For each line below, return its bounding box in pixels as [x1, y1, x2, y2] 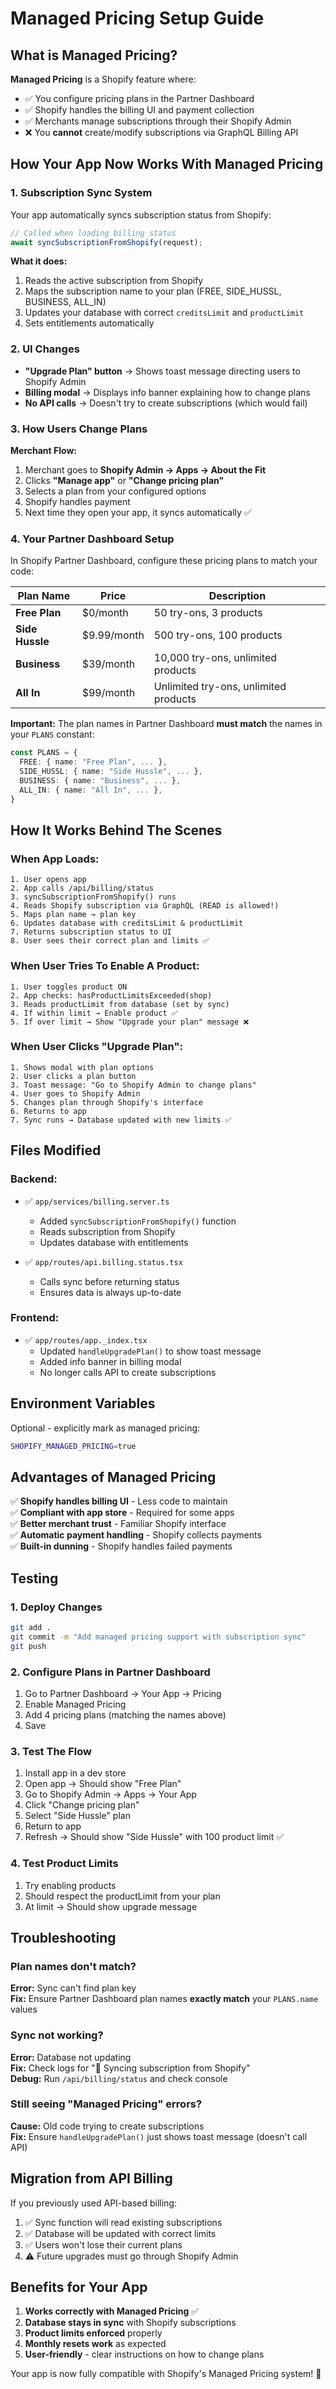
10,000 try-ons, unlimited [153, 651, 278, 665]
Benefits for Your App [10, 2279, 148, 2296]
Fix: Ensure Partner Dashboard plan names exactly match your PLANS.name [10, 1993, 319, 2005]
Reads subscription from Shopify [39, 1225, 176, 1237]
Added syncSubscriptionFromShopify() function [39, 1215, 237, 1227]
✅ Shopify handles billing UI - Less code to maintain [10, 1495, 228, 1507]
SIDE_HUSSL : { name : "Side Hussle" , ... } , [19, 767, 203, 777]
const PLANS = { [10, 748, 78, 758]
